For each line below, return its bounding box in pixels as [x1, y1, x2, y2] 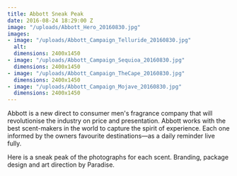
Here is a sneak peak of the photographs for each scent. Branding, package [7, 153, 229, 162]
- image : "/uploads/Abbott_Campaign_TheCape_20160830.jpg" [7, 70, 185, 77]
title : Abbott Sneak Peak [7, 10, 83, 18]
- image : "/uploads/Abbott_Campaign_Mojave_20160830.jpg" [7, 83, 182, 90]
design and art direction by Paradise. [7, 160, 115, 169]
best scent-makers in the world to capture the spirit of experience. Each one [7, 124, 230, 133]
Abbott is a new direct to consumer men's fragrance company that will [7, 109, 213, 118]
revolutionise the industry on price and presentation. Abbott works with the [7, 116, 226, 125]
